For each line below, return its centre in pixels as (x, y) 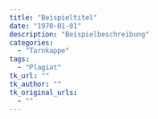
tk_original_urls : (43, 92)
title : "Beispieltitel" (54, 17)
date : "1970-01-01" (46, 26)
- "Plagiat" (40, 68)
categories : (31, 42)
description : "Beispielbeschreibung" (79, 34)
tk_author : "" (36, 84)
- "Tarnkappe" (43, 51)
